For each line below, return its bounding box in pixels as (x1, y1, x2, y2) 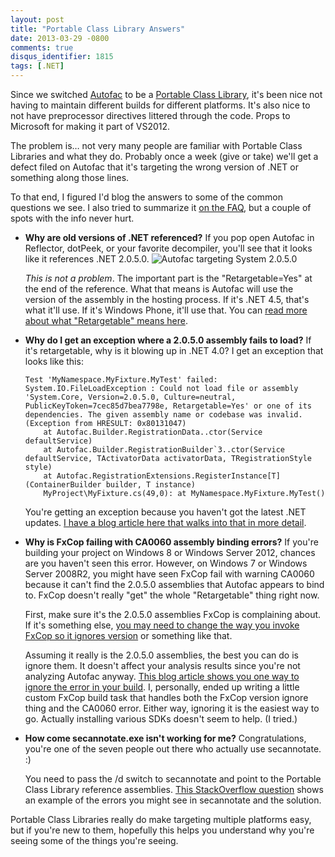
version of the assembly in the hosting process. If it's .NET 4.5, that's (24, 294, 310, 305)
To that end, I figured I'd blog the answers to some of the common (10, 191, 283, 203)
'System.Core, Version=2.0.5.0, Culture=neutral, (24, 392, 237, 402)
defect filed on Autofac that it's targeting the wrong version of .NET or (10, 161, 299, 173)
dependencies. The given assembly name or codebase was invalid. (24, 410, 303, 420)
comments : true (10, 42, 74, 53)
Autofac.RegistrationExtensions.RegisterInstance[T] (56, 471, 281, 481)
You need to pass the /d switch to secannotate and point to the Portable (24, 773, 322, 785)
